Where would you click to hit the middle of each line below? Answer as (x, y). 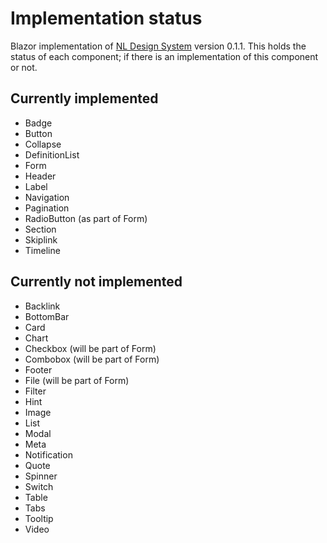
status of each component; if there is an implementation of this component (164, 56)
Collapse (43, 144)
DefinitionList (52, 154)
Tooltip (39, 518)
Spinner (41, 476)
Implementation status (106, 18)
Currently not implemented (96, 282)
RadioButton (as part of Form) (86, 218)
